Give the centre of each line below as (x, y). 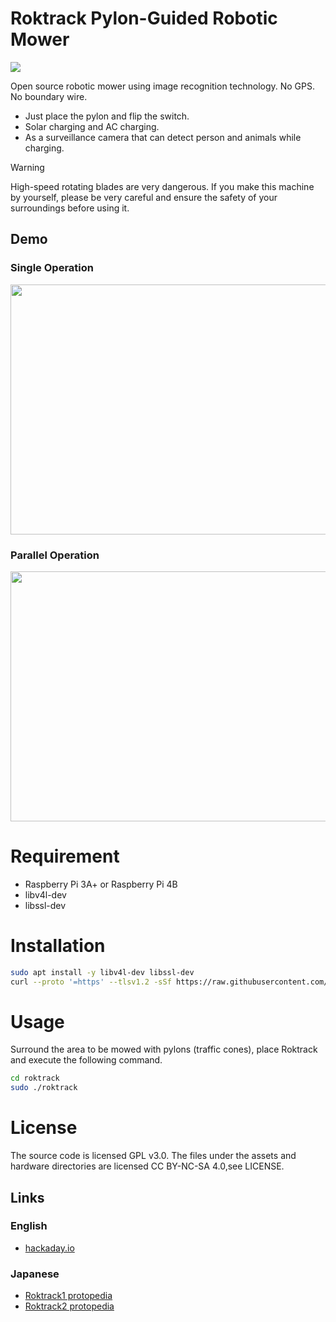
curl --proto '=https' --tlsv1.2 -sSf (91, 982)
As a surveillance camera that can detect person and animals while (163, 137)
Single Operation (52, 268)
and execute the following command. (86, 1060)
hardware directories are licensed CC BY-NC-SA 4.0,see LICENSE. (147, 1166)
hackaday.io (49, 1248)
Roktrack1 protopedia (68, 1296)
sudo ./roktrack (44, 1088)
